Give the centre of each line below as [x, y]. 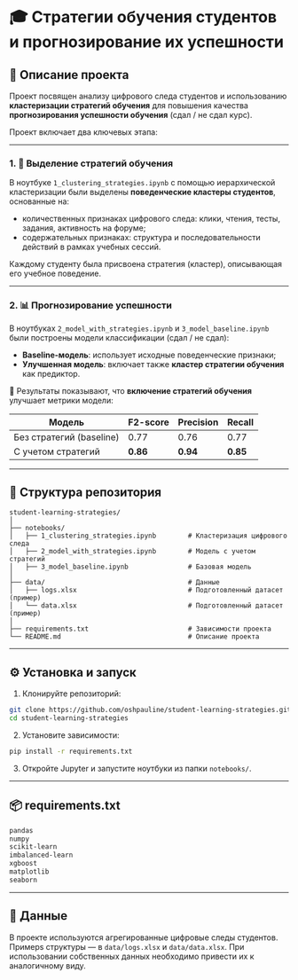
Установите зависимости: [71, 735]
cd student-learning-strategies [69, 718]
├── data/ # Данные [114, 583]
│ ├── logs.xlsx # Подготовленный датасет [146, 591]
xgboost [24, 864]
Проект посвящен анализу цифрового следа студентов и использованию [148, 96]
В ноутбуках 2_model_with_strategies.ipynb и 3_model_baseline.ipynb [139, 328]
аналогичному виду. [47, 965]
